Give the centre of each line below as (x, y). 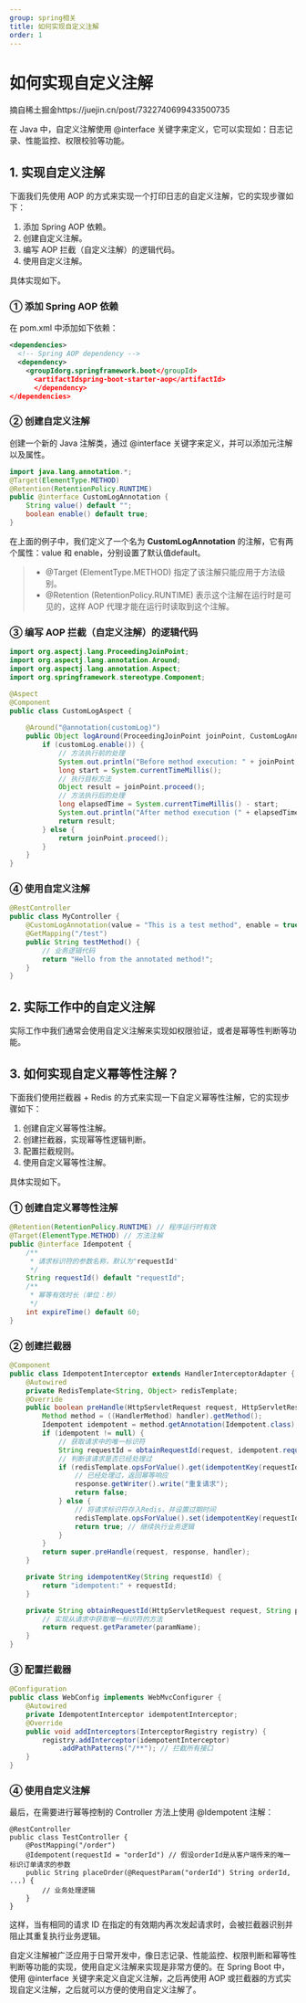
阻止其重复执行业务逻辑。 (57, 1936)
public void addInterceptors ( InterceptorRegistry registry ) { (146, 1732)
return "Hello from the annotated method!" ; (128, 959)
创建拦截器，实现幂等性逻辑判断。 (87, 1139)
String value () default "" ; (79, 506)
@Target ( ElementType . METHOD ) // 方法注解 (87, 1236)
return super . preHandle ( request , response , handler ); (146, 1552)
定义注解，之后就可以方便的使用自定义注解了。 (113, 1990)
